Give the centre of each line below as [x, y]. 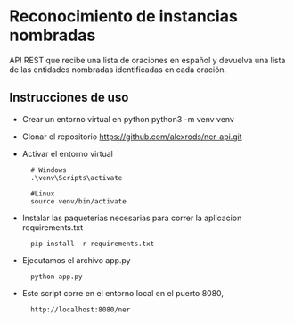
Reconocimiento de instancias [123, 17]
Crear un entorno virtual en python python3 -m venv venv [128, 119]
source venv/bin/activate [78, 201]
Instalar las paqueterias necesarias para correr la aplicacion [132, 218]
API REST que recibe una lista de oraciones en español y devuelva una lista [147, 60]
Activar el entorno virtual [68, 153]
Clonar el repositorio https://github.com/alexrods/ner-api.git [132, 137]
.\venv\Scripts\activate [77, 178]
